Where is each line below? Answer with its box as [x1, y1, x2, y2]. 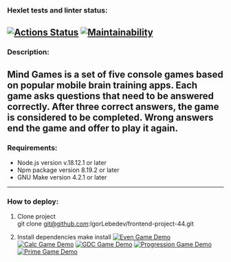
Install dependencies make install [16, 233, 112, 241]
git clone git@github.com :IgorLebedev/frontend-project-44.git [16, 219, 194, 228]
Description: [7, 47, 49, 57]
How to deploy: [7, 197, 59, 206]
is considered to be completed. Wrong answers [7, 111, 214, 123]
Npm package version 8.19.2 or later [16, 166, 120, 174]
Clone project [16, 212, 56, 221]
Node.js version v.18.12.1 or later [16, 158, 107, 166]
